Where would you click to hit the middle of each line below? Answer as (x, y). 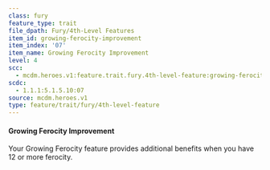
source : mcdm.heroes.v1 (48, 98)
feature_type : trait (43, 23)
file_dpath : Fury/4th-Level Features (72, 30)
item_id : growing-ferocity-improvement (75, 38)
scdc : (17, 83)
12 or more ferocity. (41, 157)
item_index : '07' (37, 46)
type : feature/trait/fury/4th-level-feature (84, 105)
